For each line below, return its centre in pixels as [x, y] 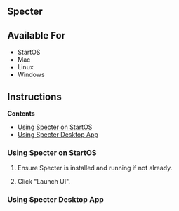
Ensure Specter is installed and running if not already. [95, 168]
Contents [21, 114]
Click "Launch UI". [44, 182]
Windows [31, 75]
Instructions [34, 96]
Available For [36, 35]
